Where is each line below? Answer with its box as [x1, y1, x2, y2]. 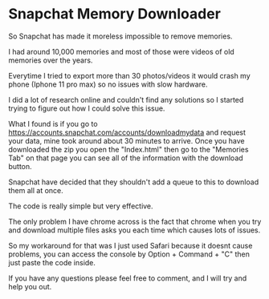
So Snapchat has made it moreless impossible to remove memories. [8, 31, 233, 41]
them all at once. [8, 185, 64, 195]
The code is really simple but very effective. [8, 201, 154, 211]
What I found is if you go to [8, 119, 98, 128]
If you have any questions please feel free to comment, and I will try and [8, 273, 247, 283]
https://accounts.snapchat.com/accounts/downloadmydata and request [8, 127, 247, 137]
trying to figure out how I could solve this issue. [8, 103, 165, 113]
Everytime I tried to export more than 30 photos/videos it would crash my [8, 71, 251, 80]
